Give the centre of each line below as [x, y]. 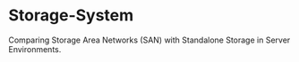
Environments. [35, 49]
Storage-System [71, 15]
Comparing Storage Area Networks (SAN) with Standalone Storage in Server [149, 40]
